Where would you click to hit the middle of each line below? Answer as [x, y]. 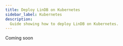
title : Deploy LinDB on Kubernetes [43, 10]
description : [19, 19]
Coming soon [19, 38]
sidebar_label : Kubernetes [34, 14]
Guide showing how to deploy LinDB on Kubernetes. [64, 24]
